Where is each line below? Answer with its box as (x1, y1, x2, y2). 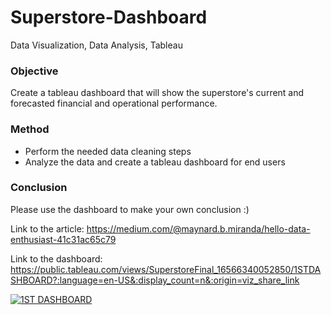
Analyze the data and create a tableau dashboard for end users (24, 156, 286, 168)
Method (10, 122, 50, 136)
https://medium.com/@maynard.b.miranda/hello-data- (86, 222, 311, 235)
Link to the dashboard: (10, 252, 103, 265)
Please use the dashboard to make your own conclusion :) (10, 203, 250, 215)
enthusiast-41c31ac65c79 (10, 233, 117, 245)
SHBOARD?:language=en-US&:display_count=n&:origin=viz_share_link (10, 274, 300, 286)
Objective (10, 64, 59, 78)
